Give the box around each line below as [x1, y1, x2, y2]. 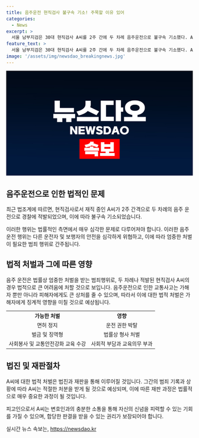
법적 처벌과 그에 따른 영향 [6, 260, 93, 270]
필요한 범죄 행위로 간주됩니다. [12, 241, 81, 248]
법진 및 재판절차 [6, 361, 60, 371]
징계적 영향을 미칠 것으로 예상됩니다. [26, 298, 111, 305]
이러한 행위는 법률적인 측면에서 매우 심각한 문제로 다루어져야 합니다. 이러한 [6, 226, 179, 233]
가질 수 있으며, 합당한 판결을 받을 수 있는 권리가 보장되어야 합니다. [12, 413, 164, 420]
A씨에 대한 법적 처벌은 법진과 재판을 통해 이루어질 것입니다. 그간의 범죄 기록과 [6, 378, 185, 385]
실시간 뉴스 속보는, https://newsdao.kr [6, 425, 97, 432]
